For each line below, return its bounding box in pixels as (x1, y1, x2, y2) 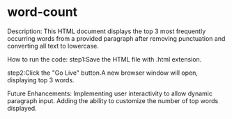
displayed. (7, 104, 37, 112)
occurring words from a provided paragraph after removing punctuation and (7, 34, 226, 42)
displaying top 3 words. (7, 75, 75, 84)
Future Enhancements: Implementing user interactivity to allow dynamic (7, 89, 213, 98)
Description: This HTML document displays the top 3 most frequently (7, 27, 206, 35)
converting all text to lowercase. (7, 42, 100, 50)
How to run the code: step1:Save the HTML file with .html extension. (7, 55, 202, 63)
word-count (7, 4, 78, 20)
